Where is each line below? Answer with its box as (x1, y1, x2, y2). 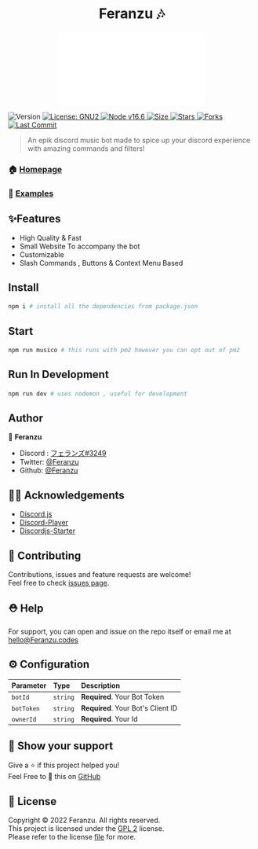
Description (81, 681, 120, 690)
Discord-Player (19, 518, 69, 527)
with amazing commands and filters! (27, 143, 145, 153)
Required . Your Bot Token (81, 693, 165, 702)
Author (8, 412, 43, 425)
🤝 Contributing (8, 549, 82, 562)
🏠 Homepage (8, 164, 63, 175)
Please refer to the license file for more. (8, 832, 136, 842)
